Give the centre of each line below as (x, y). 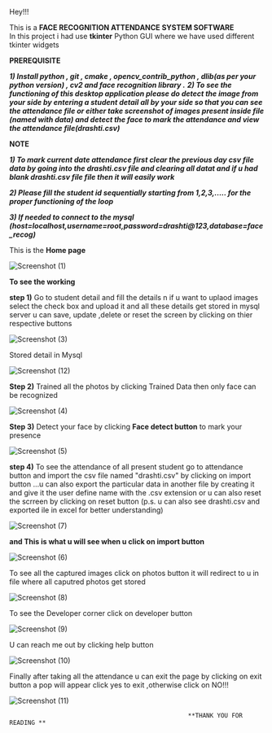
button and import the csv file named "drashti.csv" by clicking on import (130, 476)
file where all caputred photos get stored (77, 582)
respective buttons (41, 323)
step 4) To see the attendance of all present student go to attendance (126, 467)
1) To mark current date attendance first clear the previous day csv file (132, 159)
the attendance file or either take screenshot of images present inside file (137, 111)
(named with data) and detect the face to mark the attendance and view (134, 120)
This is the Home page (48, 250)
